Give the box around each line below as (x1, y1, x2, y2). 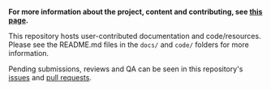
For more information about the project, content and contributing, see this (8, 7, 263, 16)
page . (8, 15, 28, 25)
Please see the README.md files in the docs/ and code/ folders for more (8, 40, 249, 49)
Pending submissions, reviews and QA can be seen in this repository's (8, 64, 243, 74)
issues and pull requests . (8, 73, 92, 82)
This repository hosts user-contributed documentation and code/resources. (8, 32, 261, 41)
